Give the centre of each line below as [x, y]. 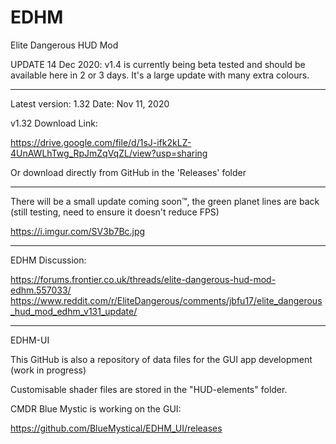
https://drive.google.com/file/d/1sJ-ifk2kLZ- [101, 142]
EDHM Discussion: [48, 260]
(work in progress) [48, 370]
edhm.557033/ [41, 290]
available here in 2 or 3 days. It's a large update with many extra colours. [160, 75]
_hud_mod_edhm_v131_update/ [74, 311]
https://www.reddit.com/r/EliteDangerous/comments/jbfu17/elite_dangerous [166, 300]
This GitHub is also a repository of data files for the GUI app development [161, 359]
